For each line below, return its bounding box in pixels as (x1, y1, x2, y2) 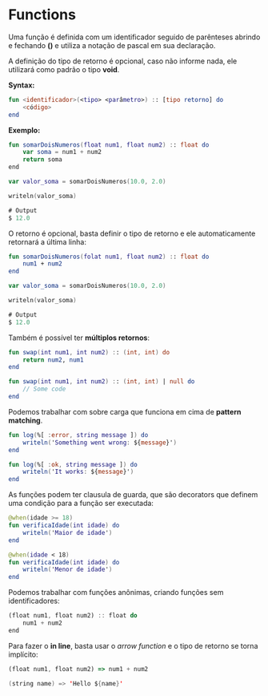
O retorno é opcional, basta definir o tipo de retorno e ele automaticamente (8, 229, 256, 238)
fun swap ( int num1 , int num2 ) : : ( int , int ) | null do (8, 378, 195, 386)
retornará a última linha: (8, 237, 86, 246)
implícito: (8, 649, 38, 659)
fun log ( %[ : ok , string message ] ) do (8, 460, 138, 468)
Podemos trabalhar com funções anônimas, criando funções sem (8, 588, 224, 597)
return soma (22, 156, 62, 164)
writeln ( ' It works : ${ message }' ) (22, 467, 134, 476)
